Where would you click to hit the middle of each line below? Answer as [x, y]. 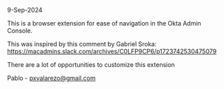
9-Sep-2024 [25, 10]
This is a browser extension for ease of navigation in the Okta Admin [104, 23]
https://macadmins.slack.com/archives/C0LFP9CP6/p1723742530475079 [112, 51]
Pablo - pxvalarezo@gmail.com [51, 78]
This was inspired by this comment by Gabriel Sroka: [82, 44]
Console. [20, 31]
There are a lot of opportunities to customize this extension [91, 65]
